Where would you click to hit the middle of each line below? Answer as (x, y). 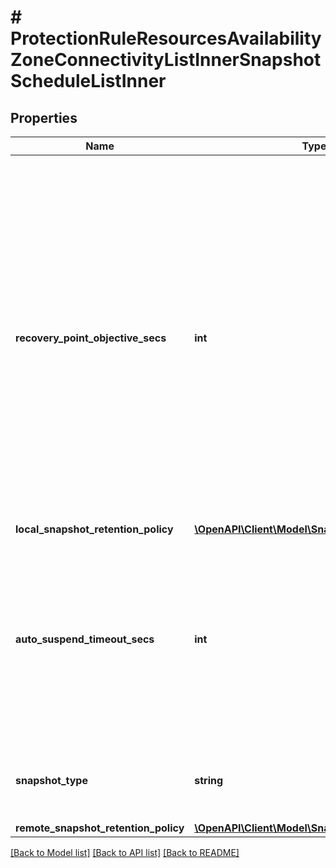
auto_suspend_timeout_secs (85, 639)
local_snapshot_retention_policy (94, 529)
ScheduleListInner (88, 81)
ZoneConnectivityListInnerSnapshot (166, 60)
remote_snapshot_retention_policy (100, 828)
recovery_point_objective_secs (91, 338)
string (209, 780)
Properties (44, 117)
